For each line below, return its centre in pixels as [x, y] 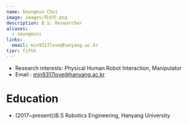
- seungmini [27, 34]
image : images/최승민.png [37, 17]
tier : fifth [21, 51]
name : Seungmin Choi [32, 12]
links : [15, 40]
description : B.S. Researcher [44, 23]
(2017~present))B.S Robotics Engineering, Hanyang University [92, 115]
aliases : [17, 29]
